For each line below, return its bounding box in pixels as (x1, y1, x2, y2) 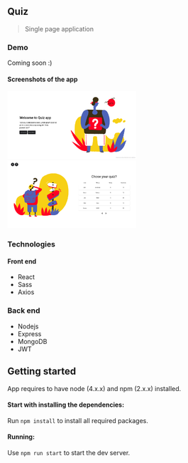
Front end (7, 256, 37, 266)
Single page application (24, 24, 94, 33)
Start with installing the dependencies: (7, 400, 125, 409)
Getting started (7, 365, 77, 378)
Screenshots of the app (7, 75, 78, 83)
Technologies (7, 239, 55, 249)
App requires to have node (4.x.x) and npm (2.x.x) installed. (7, 384, 182, 392)
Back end (7, 306, 40, 316)
